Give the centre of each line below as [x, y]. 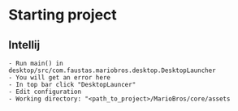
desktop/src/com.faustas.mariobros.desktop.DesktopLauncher [113, 70]
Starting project [63, 15]
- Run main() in [36, 63]
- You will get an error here [60, 78]
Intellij [24, 45]
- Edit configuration [45, 92]
